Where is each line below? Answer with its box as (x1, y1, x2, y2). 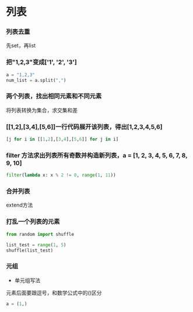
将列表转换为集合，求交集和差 (6, 107, 78, 114)
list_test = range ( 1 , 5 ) (6, 242, 66, 248)
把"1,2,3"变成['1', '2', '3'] (6, 58, 77, 66)
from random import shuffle (6, 231, 75, 237)
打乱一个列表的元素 (6, 218, 60, 226)
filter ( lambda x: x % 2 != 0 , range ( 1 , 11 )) (6, 172, 116, 179)
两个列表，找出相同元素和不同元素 (6, 92, 102, 100)
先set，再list (6, 42, 36, 49)
